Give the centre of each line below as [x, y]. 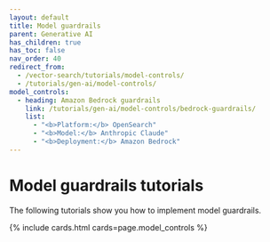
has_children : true [45, 42]
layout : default [39, 17]
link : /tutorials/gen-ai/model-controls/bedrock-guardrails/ [140, 109]
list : [36, 117]
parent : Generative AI [51, 34]
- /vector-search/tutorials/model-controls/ [101, 76]
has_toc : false [37, 51]
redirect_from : [37, 68]
